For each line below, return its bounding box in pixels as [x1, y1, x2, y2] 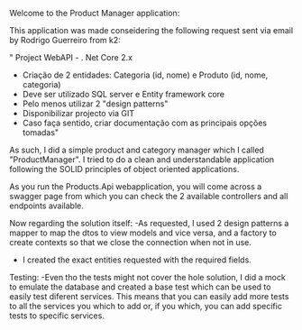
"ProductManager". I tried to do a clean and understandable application [9, 154, 275, 165]
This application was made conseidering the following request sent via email [9, 25, 294, 35]
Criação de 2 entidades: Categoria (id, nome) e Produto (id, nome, [22, 69, 269, 80]
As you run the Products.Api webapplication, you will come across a [9, 181, 262, 192]
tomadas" [22, 127, 59, 138]
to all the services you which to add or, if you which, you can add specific [9, 301, 282, 311]
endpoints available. [9, 200, 84, 211]
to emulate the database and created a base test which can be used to [9, 281, 271, 292]
